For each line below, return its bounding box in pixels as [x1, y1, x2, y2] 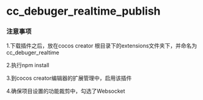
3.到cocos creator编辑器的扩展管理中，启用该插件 [6, 74, 132, 82]
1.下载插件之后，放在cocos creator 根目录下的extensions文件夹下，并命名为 [6, 42, 197, 49]
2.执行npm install [6, 62, 50, 69]
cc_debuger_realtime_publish [6, 4, 161, 18]
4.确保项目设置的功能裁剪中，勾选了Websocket [6, 87, 125, 95]
